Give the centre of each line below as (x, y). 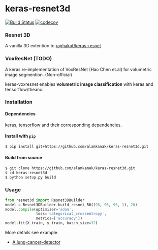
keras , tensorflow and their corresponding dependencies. (63, 125)
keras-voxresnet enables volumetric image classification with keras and (79, 84)
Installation (19, 102)
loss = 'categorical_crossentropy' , (71, 214)
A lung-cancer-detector (36, 242)
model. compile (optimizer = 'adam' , (39, 209)
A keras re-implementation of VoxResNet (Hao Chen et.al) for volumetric (79, 69)
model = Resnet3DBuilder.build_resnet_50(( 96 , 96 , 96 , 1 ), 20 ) (71, 205)
